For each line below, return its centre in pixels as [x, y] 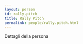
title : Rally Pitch [24, 18]
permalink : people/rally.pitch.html [41, 23]
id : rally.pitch [21, 14]
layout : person [20, 9]
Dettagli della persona [26, 36]
